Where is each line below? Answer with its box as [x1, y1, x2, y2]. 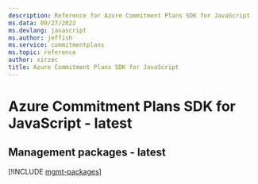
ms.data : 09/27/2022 [8, 19, 77, 27]
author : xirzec [8, 56, 59, 64]
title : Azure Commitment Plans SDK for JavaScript [8, 63, 179, 71]
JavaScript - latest [8, 114, 133, 132]
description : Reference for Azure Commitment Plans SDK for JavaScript [8, 11, 250, 20]
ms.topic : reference [8, 48, 77, 56]
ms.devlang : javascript [8, 26, 87, 34]
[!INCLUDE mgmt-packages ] [8, 167, 102, 176]
